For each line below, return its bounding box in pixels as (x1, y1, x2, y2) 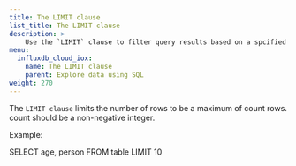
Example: (9, 129, 43, 140)
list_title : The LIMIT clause (9, 21, 121, 30)
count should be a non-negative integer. (9, 112, 156, 123)
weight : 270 (9, 79, 53, 87)
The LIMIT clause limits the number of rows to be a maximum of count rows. (9, 102, 287, 113)
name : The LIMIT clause (25, 63, 113, 72)
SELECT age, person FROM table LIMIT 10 (9, 147, 163, 157)
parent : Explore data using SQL (25, 71, 144, 79)
